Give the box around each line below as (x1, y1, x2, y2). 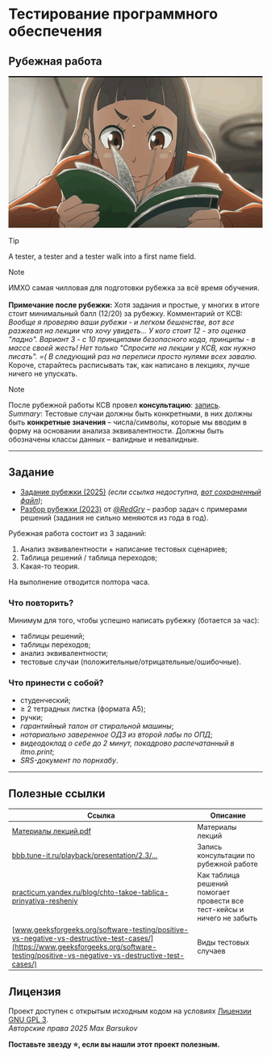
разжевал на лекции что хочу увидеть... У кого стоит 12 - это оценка (8, 326, 246, 336)
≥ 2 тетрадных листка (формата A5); (19, 704, 147, 714)
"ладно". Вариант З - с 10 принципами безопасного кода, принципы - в (8, 335, 256, 344)
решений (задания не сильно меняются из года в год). (19, 513, 209, 522)
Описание (210, 810, 246, 820)
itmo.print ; (19, 747, 55, 757)
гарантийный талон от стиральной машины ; (19, 721, 174, 731)
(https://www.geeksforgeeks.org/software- (11, 941, 157, 951)
